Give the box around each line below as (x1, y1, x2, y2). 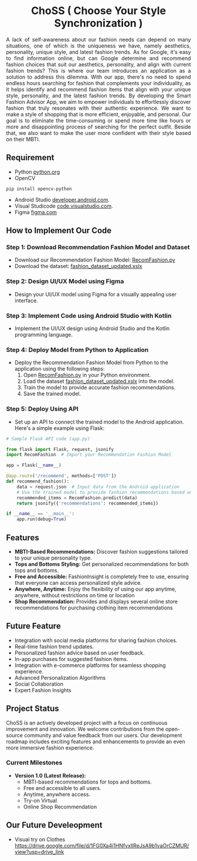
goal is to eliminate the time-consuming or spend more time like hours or (6, 117, 191, 124)
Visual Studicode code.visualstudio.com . (14, 202, 113, 209)
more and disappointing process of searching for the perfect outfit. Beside (6, 123, 191, 130)
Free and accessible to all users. (23, 784, 101, 791)
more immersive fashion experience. (6, 744, 94, 751)
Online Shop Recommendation (23, 803, 97, 810)
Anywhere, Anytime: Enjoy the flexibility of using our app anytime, (14, 585, 177, 592)
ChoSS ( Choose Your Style (31, 4, 166, 18)
